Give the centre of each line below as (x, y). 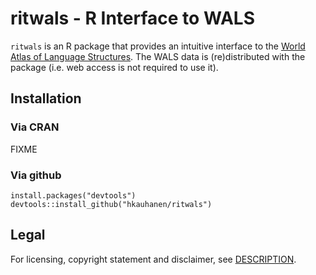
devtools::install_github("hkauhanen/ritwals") (111, 204)
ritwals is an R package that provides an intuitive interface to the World (158, 46)
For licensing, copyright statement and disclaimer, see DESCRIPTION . (153, 259)
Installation (46, 98)
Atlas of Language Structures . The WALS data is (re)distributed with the (158, 56)
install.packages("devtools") (73, 195)
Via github (36, 175)
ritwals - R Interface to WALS (133, 18)
